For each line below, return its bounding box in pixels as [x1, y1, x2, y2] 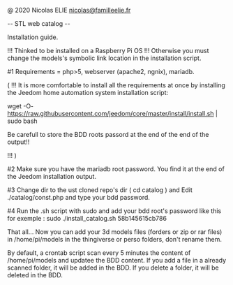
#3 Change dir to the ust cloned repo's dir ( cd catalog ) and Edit [7, 186, 193, 194]
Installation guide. [7, 33, 59, 41]
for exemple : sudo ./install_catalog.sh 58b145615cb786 [7, 214, 167, 222]
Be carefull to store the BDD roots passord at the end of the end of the [7, 131, 209, 138]
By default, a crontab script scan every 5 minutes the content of [7, 249, 191, 257]
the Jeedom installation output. [7, 173, 96, 180]
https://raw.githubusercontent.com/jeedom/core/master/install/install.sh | [7, 110, 218, 117]
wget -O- [7, 102, 34, 110]
